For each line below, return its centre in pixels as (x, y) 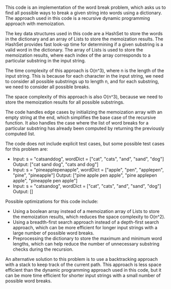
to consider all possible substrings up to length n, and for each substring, (82, 81)
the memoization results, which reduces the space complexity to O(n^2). (89, 217)
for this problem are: (27, 149)
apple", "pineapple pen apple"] (45, 180)
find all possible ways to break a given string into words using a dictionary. (84, 13)
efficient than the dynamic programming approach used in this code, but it (83, 270)
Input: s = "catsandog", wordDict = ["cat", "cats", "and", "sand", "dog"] (87, 186)
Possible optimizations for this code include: (52, 201)
